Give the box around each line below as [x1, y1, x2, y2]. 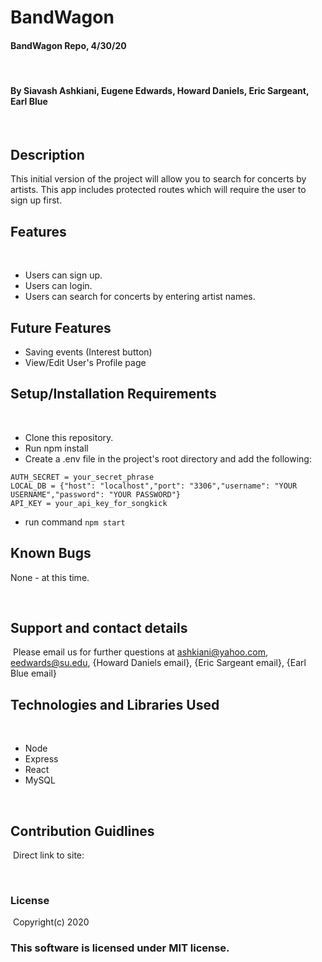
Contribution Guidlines [10, 822, 155, 840]
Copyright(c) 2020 [12, 916, 90, 928]
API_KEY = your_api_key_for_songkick [10, 498, 168, 508]
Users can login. [24, 280, 93, 292]
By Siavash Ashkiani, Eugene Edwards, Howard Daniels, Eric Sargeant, [10, 84, 310, 96]
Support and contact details [10, 620, 188, 637]
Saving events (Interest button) [24, 346, 153, 358]
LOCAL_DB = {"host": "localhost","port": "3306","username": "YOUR [10, 481, 298, 491]
